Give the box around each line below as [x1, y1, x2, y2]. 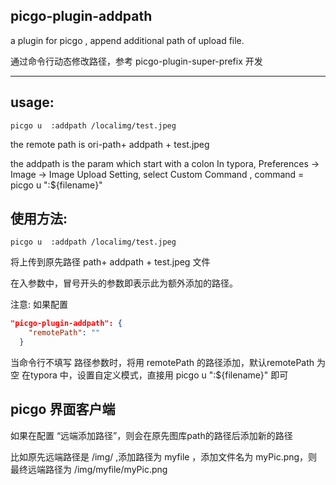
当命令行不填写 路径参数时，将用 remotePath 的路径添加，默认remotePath [10, 357, 315, 369]
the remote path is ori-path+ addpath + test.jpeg [10, 138, 210, 150]
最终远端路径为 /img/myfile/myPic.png [10, 463, 168, 475]
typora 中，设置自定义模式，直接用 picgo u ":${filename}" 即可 [29, 369, 289, 381]
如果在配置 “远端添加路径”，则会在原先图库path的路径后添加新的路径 [10, 429, 293, 441]
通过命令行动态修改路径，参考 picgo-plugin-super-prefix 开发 [10, 55, 263, 67]
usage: [10, 94, 55, 111]
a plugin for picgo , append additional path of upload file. [10, 34, 245, 46]
